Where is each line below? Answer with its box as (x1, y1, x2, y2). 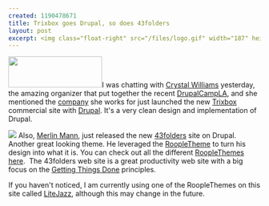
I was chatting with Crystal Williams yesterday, (102, 80, 255, 90)
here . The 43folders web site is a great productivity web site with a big (8, 156, 243, 166)
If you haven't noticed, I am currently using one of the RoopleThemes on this (8, 180, 261, 190)
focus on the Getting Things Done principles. (8, 165, 156, 175)
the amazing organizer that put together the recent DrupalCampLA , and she (8, 89, 258, 99)
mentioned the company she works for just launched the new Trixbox (8, 97, 238, 107)
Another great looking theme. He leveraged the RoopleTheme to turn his (8, 139, 247, 149)
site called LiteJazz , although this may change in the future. (8, 189, 206, 199)
